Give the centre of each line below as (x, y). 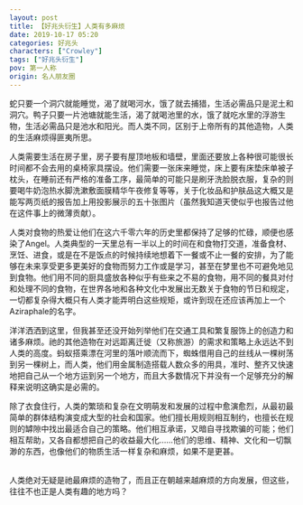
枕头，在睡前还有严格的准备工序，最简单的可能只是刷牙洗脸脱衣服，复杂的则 (151, 179)
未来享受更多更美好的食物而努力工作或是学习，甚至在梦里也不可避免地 (155, 266)
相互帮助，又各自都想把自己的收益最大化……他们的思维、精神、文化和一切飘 (151, 440)
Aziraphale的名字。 (45, 311)
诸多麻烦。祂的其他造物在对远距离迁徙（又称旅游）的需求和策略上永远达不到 (151, 341)
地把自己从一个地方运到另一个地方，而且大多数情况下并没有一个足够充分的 (147, 375)
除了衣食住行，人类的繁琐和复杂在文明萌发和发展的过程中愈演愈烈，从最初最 (151, 406)
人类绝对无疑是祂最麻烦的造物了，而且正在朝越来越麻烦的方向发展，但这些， (151, 480)
